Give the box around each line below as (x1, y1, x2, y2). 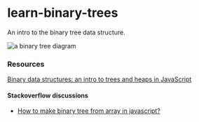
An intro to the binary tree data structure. (7, 28, 125, 36)
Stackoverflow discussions (7, 91, 89, 100)
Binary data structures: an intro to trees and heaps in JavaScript (7, 75, 192, 83)
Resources (7, 59, 45, 69)
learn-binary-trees (7, 5, 118, 21)
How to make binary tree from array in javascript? (17, 107, 161, 115)
